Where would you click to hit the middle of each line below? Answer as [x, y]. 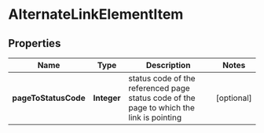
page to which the [161, 108]
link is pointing [155, 117]
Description [168, 65]
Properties [35, 43]
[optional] [234, 98]
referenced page [159, 88]
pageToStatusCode [49, 98]
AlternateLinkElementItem [96, 14]
